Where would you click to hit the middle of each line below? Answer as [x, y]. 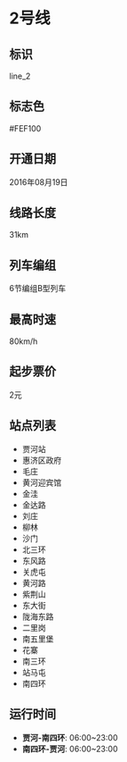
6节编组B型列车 [38, 289]
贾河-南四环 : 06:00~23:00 [70, 737]
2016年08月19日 [39, 182]
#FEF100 [25, 128]
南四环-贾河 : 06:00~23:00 [70, 749]
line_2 [20, 76]
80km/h [24, 341]
